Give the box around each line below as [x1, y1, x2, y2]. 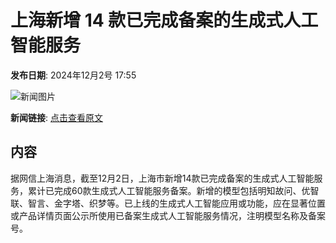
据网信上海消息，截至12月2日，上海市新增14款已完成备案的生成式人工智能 [10, 172, 315, 184]
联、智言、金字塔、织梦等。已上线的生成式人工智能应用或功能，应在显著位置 [10, 197, 326, 209]
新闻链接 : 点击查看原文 [10, 111, 103, 123]
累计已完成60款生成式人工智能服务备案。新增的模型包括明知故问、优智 [27, 184, 320, 196]
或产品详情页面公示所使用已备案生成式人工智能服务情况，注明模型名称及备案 [10, 209, 326, 221]
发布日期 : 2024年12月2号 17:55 [10, 69, 137, 81]
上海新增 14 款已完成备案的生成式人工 [10, 9, 319, 32]
